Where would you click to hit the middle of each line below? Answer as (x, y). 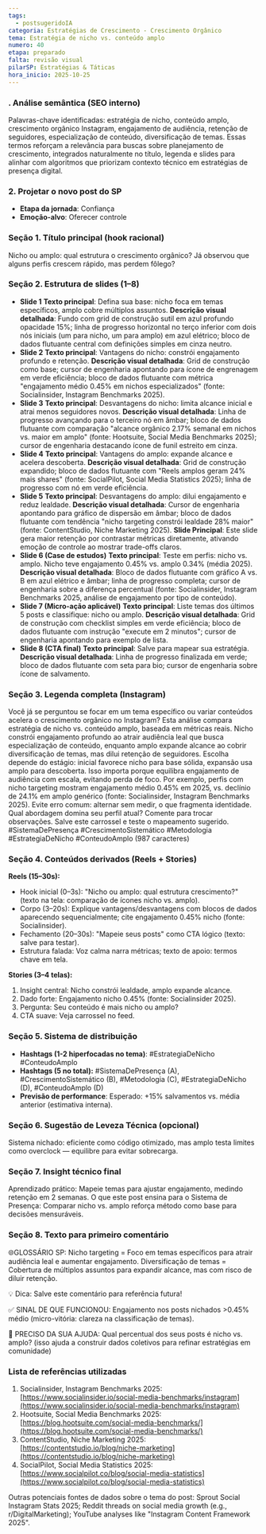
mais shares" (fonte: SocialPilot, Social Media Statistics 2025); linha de (135, 479)
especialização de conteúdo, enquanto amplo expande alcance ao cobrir (127, 746)
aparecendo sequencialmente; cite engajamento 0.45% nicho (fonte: (132, 917)
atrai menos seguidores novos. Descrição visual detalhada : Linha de (133, 412)
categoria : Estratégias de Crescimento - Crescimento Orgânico (115, 30)
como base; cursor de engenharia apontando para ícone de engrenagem (139, 369)
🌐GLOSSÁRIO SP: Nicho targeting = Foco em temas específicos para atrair (131, 1252)
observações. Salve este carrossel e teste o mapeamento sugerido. (119, 822)
